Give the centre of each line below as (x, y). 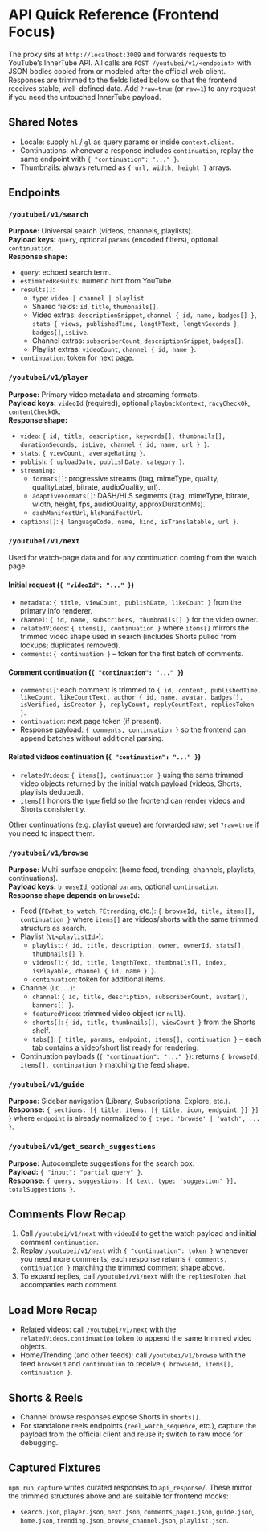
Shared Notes (43, 122)
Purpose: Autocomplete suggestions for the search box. (102, 1163)
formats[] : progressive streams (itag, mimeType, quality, (125, 478)
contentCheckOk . (35, 411)
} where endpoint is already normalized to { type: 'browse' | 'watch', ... (134, 1118)
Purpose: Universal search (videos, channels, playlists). (101, 231)
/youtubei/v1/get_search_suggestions (82, 1147)
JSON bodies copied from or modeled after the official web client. (117, 71)
